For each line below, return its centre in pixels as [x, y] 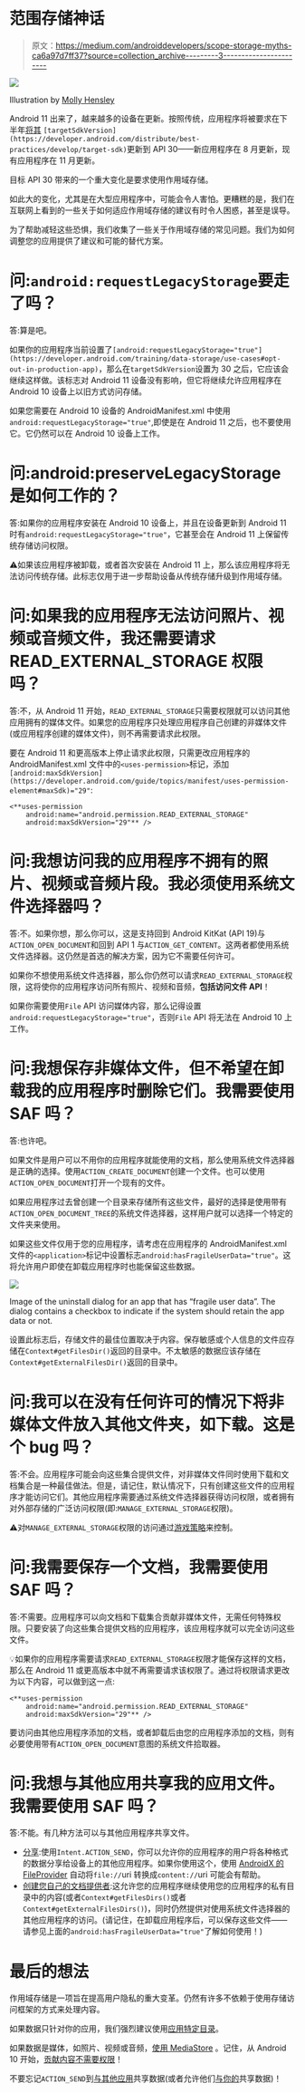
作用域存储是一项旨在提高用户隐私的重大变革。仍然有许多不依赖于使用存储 [148, 1998]
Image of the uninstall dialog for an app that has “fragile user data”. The [143, 1301]
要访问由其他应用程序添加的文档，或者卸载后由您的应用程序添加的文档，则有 [152, 1732]
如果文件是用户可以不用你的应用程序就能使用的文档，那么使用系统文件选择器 [152, 1160]
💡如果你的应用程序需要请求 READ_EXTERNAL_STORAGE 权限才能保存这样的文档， [150, 1658]
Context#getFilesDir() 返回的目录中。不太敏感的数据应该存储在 [143, 1350]
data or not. [31, 1320]
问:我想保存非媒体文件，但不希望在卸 [147, 1068]
